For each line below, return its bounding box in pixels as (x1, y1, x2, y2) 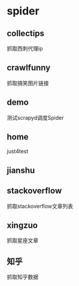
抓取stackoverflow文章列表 (7, 202, 74, 210)
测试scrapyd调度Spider (7, 114, 64, 121)
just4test (7, 148, 29, 155)
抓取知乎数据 (7, 273, 38, 281)
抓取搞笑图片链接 (7, 79, 49, 87)
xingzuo (7, 220, 38, 231)
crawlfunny (7, 63, 51, 73)
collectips (7, 28, 44, 39)
